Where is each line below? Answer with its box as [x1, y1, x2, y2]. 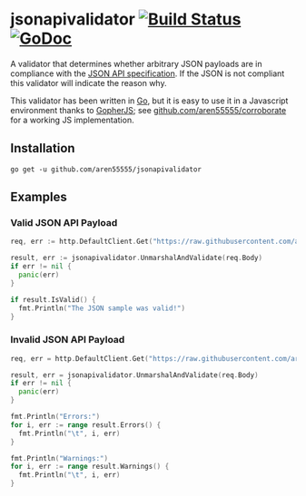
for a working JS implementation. [10, 114, 134, 125]
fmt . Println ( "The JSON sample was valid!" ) [18, 304, 185, 313]
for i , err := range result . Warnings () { [10, 462, 170, 472]
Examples [10, 190, 67, 205]
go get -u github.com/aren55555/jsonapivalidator [10, 164, 202, 174]
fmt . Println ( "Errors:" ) [10, 413, 101, 422]
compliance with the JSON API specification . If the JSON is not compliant [10, 68, 285, 79]
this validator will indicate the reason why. [10, 77, 167, 88]
